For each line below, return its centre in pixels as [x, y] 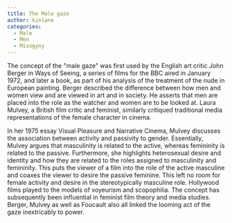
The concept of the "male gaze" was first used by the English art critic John [115, 66]
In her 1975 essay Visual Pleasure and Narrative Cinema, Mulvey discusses [114, 131]
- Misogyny [29, 46]
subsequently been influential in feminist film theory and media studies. [109, 197]
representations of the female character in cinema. [79, 117]
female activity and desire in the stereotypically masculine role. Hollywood [113, 182]
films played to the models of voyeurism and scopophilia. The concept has [114, 190]
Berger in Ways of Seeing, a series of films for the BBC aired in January [109, 73]
